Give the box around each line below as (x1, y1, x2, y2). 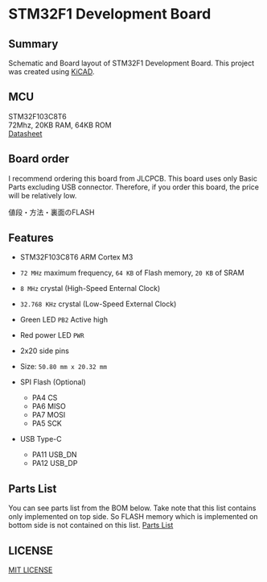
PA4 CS (31, 393, 58, 403)
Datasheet (8, 128, 43, 138)
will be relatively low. (8, 190, 77, 200)
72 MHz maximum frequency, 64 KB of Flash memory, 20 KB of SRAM (19, 268, 244, 278)
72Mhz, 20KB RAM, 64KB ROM (8, 120, 112, 130)
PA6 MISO (31, 401, 66, 411)
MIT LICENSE (8, 565, 53, 575)
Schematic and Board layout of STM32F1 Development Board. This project (8, 58, 255, 68)
